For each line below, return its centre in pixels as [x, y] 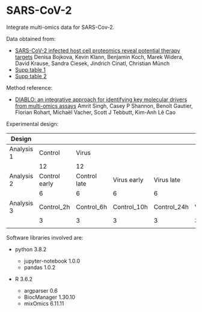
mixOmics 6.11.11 [44, 303]
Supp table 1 [30, 69]
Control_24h [171, 207]
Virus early [128, 179]
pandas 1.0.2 [40, 267]
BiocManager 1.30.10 [49, 297]
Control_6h [91, 207]
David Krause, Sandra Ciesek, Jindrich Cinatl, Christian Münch [92, 63]
